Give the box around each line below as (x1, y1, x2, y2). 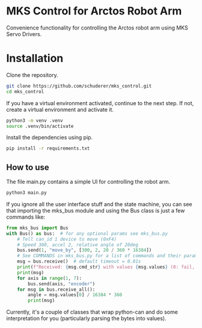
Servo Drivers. (6, 30, 42, 37)
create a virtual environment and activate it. (6, 106, 114, 113)
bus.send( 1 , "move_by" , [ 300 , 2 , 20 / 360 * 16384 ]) (17, 248, 152, 254)
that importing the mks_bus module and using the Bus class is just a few (6, 207, 185, 214)
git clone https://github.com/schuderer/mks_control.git (6, 83, 152, 89)
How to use (6, 162, 49, 172)
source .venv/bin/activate (6, 123, 74, 129)
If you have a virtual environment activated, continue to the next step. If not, (6, 99, 194, 106)
